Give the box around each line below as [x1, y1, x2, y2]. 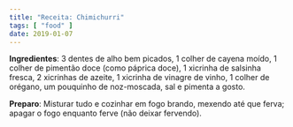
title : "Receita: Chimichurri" [9, 12, 125, 22]
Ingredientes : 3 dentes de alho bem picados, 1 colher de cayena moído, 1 [9, 54, 277, 64]
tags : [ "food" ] [9, 21, 73, 30]
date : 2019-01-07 [9, 29, 73, 38]
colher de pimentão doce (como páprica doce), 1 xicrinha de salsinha [9, 63, 261, 73]
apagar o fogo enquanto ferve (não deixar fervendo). [9, 108, 202, 119]
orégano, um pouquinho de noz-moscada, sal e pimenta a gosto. [9, 81, 246, 93]
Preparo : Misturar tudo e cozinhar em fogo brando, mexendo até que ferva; [9, 99, 285, 109]
